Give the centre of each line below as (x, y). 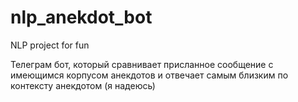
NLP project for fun (50, 45)
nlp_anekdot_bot (81, 17)
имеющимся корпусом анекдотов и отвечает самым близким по (149, 75)
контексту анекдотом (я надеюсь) (83, 85)
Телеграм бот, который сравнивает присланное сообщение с (142, 64)
